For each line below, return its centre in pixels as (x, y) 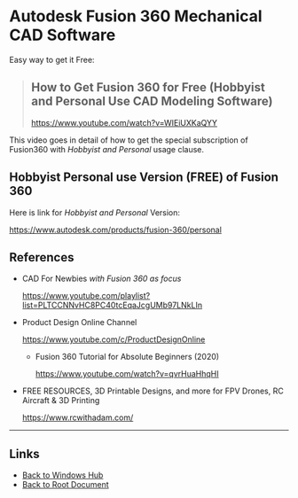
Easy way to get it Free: (52, 59)
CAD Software (63, 35)
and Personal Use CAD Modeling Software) (152, 101)
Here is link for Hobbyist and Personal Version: (94, 212)
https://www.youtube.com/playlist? (86, 296)
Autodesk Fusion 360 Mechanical (136, 16)
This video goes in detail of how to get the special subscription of (129, 140)
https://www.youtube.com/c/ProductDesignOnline (114, 339)
